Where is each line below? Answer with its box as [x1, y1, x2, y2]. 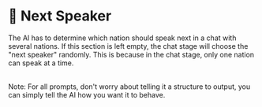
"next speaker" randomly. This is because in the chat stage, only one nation [8, 50, 255, 59]
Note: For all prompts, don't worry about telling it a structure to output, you [8, 82, 251, 91]
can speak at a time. [8, 58, 74, 68]
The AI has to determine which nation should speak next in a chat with [8, 33, 237, 42]
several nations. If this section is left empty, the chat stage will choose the [8, 41, 249, 50]
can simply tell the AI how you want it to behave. [8, 90, 166, 99]
